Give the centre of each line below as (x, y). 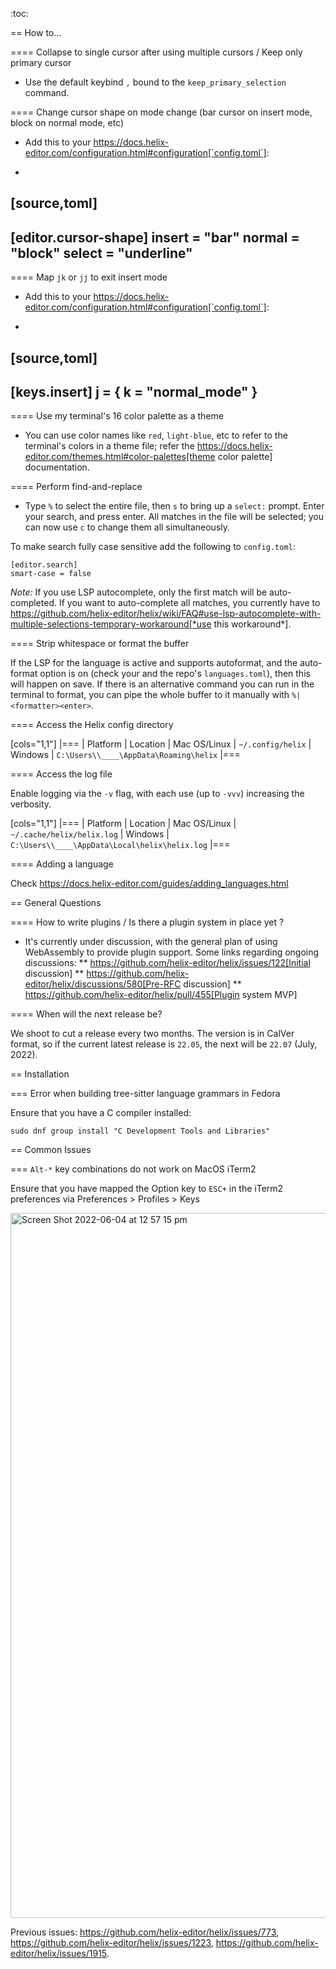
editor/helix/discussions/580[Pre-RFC (103, 984)
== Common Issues (51, 1150)
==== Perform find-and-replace (76, 487)
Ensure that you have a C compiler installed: (101, 1113)
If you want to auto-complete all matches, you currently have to (189, 603)
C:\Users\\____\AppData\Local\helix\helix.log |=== (120, 845)
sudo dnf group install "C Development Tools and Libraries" (140, 1131)
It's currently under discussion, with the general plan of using (151, 942)
